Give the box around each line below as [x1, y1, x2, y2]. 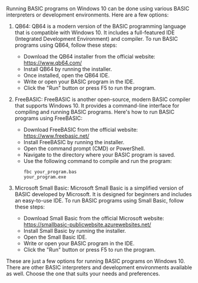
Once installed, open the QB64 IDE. [23, 72, 110, 79]
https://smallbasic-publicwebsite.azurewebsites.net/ [23, 221, 152, 228]
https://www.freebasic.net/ [23, 132, 90, 139]
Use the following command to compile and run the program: [23, 158, 173, 164]
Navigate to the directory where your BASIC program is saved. [23, 151, 176, 158]
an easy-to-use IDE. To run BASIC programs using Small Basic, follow [14, 197, 184, 204]
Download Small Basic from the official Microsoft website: [23, 215, 164, 222]
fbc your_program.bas [23, 169, 77, 175]
